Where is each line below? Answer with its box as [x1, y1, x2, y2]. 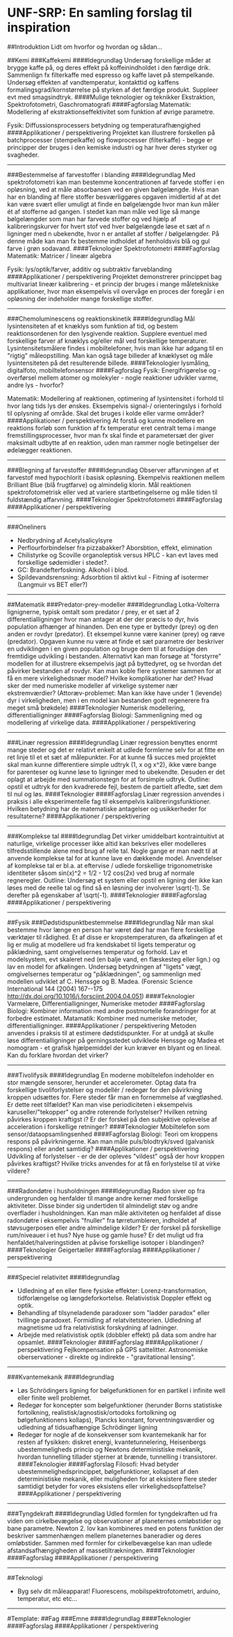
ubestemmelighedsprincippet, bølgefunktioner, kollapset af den [17, 1467, 199, 1475]
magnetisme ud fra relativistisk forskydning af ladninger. [17, 1323, 178, 1332]
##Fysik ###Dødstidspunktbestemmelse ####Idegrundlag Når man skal [7, 918, 214, 926]
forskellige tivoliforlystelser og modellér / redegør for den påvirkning [7, 1085, 202, 1094]
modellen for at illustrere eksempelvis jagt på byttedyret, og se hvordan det [7, 659, 222, 668]
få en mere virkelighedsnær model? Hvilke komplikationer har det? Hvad [7, 674, 214, 682]
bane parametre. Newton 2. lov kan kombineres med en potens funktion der [7, 1524, 224, 1532]
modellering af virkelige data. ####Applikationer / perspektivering [7, 718, 196, 727]
